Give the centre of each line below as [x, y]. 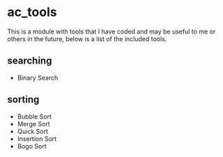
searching [30, 61]
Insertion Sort [37, 139]
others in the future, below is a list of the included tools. [87, 38]
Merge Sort [33, 124]
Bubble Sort [34, 117]
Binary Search [38, 77]
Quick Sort [33, 131]
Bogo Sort [32, 146]
